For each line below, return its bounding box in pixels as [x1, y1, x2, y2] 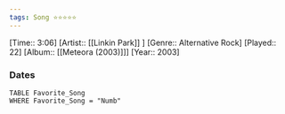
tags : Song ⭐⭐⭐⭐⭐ [9, 12, 77, 22]
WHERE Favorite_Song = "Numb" [9, 96, 122, 105]
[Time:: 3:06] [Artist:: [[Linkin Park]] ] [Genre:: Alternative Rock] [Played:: [9, 37, 277, 48]
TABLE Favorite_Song [9, 88, 86, 97]
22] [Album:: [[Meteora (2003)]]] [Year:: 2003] [9, 46, 180, 57]
